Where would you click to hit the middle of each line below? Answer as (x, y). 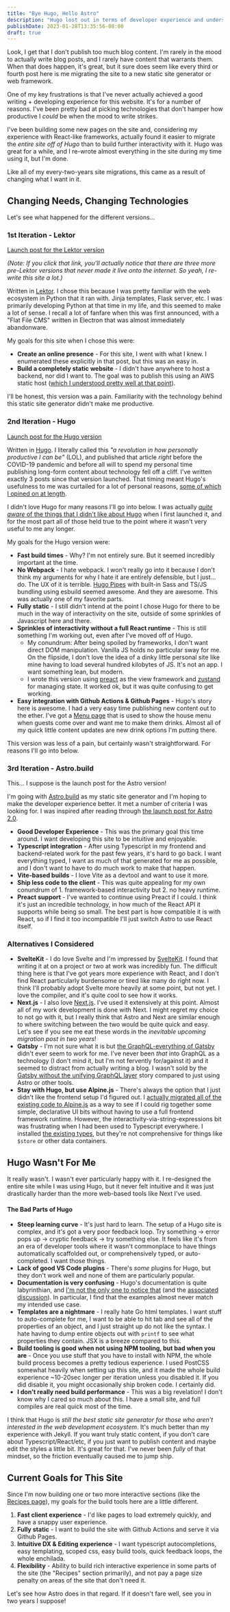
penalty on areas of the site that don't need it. (81, 1580)
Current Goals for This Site (65, 1478)
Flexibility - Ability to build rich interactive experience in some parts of (117, 1566)
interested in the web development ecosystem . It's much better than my (108, 1427)
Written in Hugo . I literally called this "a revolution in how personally (103, 450)
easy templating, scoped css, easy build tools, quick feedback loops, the (119, 1551)
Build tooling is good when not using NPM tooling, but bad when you (116, 1348)
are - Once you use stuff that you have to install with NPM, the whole (114, 1356)
